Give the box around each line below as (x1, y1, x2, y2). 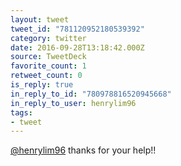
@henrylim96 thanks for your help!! (10, 144, 157, 156)
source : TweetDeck (10, 52, 87, 62)
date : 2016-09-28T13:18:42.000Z (10, 42, 145, 53)
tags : (10, 107, 33, 118)
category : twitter (10, 33, 87, 43)
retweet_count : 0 (10, 71, 83, 81)
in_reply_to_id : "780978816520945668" (10, 89, 172, 99)
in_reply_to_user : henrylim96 (10, 98, 137, 108)
